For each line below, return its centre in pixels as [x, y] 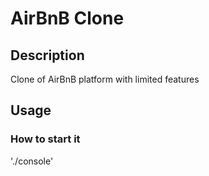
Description [47, 55]
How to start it [45, 139]
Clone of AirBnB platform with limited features [105, 79]
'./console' [32, 161]
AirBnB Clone [67, 18]
